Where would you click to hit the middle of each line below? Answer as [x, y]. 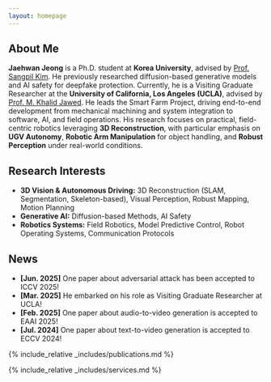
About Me [34, 49]
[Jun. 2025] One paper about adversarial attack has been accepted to [137, 278]
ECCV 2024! [41, 339]
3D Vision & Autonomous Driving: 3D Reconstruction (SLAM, [123, 190]
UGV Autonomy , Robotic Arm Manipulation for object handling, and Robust [136, 137]
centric [20, 128]
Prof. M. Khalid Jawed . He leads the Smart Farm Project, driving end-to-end [135, 103]
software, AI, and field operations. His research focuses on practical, [123, 120]
